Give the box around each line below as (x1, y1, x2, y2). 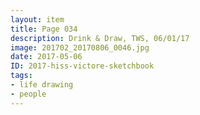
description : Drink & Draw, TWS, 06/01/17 (10, 33, 190, 43)
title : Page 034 (10, 24, 78, 34)
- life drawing (10, 80, 74, 90)
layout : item (10, 14, 65, 25)
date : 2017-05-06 (10, 52, 83, 62)
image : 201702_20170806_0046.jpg (10, 42, 150, 53)
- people (10, 89, 47, 99)
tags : (10, 71, 33, 81)
